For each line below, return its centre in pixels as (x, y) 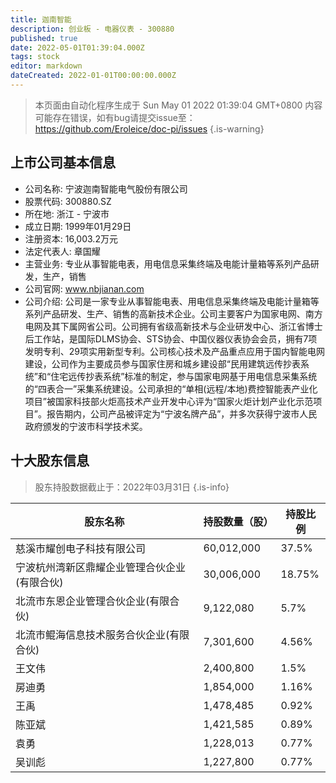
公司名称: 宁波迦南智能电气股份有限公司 (106, 188)
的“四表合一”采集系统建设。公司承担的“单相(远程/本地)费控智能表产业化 (171, 388)
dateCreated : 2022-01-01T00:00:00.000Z (93, 76)
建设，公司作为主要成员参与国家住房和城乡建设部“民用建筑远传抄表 (162, 363)
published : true (44, 38)
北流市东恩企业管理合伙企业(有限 (92, 601)
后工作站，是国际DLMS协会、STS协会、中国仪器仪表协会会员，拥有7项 (171, 338)
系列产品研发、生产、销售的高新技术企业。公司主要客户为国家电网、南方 (173, 313)
